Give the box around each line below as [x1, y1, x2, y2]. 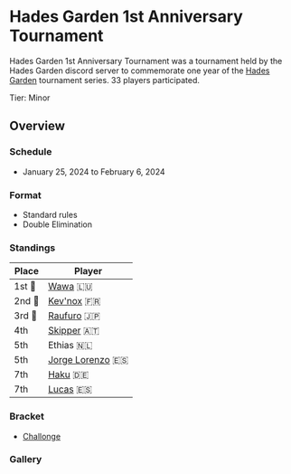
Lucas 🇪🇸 [48, 383, 93, 395]
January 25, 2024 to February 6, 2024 [22, 166, 165, 177]
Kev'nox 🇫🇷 [48, 295, 101, 308]
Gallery [9, 453, 42, 466]
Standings [9, 242, 56, 254]
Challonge [22, 431, 61, 441]
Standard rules [22, 209, 79, 220]
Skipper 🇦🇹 [48, 324, 99, 337]
